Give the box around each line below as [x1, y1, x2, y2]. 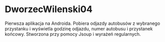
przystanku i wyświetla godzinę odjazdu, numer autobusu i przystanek [5, 25, 153, 31]
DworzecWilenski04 [5, 4, 93, 15]
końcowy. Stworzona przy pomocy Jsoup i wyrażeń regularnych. [5, 31, 141, 37]
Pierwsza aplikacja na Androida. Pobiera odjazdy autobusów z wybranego [5, 20, 160, 26]
